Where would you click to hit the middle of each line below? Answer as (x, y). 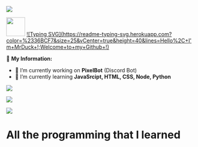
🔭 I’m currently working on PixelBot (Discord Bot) (76, 70)
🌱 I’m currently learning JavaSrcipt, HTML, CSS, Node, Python (93, 77)
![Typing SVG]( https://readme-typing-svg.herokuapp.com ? (99, 34)
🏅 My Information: (29, 58)
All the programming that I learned (94, 135)
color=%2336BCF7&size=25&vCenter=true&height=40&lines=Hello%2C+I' (99, 40)
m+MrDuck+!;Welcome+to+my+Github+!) (58, 47)
